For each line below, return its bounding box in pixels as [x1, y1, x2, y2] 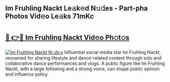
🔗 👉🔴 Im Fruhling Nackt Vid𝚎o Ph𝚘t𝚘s [5, 33, 129, 42]
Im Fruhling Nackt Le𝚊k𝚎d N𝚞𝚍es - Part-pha [5, 4, 148, 13]
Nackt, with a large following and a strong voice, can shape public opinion [5, 66, 160, 72]
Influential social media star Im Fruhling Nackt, [64, 49, 161, 55]
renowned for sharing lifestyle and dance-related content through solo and [5, 55, 162, 61]
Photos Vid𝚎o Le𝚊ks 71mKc [5, 12, 94, 21]
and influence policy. [5, 71, 49, 77]
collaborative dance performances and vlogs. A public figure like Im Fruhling [5, 61, 165, 66]
